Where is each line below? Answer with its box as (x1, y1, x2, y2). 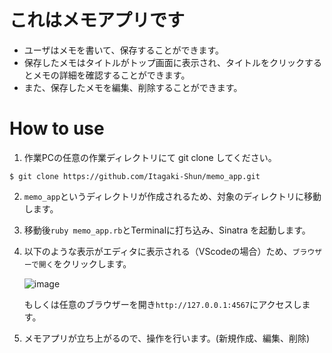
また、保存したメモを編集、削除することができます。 (23, 81, 243, 93)
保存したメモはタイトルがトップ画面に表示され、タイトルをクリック (23, 56, 305, 68)
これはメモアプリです (9, 9, 186, 32)
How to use (9, 117, 105, 140)
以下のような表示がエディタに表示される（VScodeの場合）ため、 (23, 245, 293, 257)
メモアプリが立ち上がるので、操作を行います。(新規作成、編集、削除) (23, 332, 311, 344)
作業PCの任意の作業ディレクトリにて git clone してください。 (23, 151, 277, 163)
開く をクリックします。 (38, 257, 132, 270)
